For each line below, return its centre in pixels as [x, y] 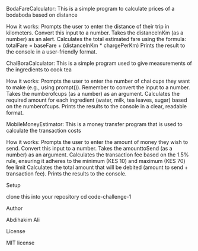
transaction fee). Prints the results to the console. [66, 174]
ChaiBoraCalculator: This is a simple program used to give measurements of [99, 63]
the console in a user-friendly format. [52, 52]
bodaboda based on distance [42, 15]
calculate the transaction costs [44, 131]
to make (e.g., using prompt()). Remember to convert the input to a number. [98, 87]
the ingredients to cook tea [39, 70]
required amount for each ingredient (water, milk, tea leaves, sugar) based [97, 100]
